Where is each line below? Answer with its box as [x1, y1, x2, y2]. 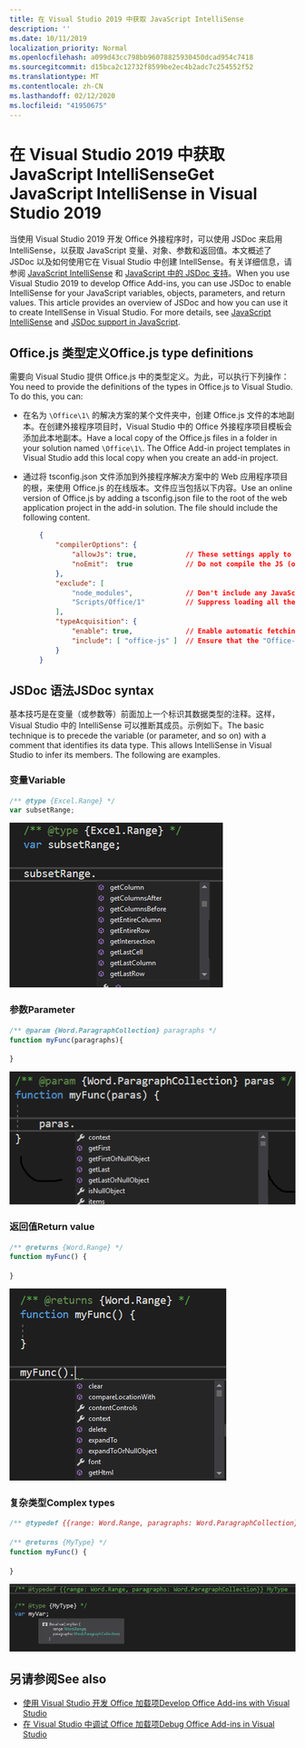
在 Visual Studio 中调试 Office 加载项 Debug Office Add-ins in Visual [22, 1718, 275, 1729]
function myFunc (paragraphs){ [9, 1035, 124, 1044]
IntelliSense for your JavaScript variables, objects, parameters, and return [9, 287, 286, 299]
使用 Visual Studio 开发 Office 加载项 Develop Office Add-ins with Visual [22, 1697, 290, 1708]
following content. [22, 512, 91, 523]
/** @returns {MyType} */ [9, 1538, 107, 1547]
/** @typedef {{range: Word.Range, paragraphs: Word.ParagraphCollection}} [9, 1519, 302, 1528]
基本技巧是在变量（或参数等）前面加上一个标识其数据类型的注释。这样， [9, 709, 280, 720]
